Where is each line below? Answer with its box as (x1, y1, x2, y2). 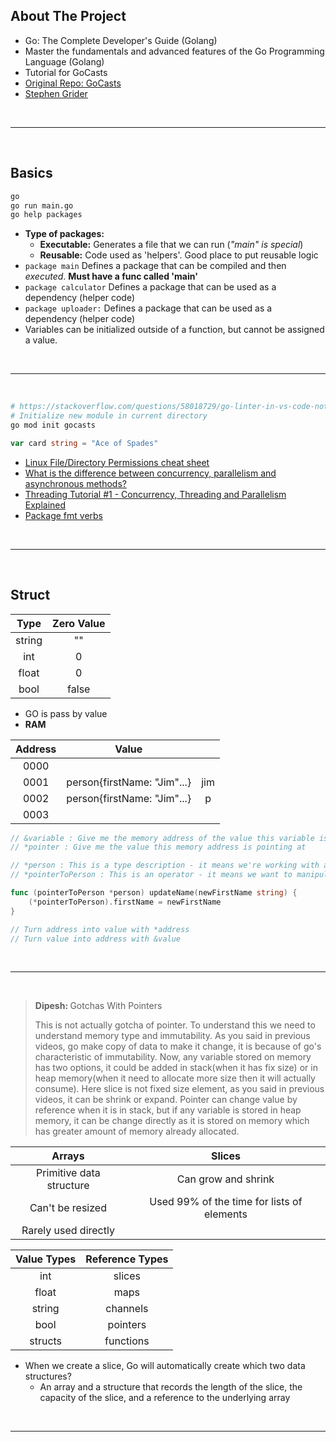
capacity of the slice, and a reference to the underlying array (39, 1392, 291, 1404)
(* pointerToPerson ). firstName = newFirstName (28, 897, 222, 907)
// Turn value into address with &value (10, 934, 182, 944)
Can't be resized (29, 1201, 107, 1215)
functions (104, 1334, 150, 1348)
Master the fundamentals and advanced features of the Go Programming (24, 45, 325, 57)
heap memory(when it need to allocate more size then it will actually (34, 1072, 316, 1084)
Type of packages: (24, 228, 105, 240)
